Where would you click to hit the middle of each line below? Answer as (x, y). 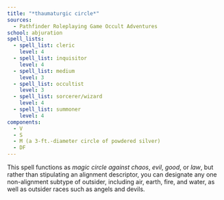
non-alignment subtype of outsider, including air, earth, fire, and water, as (111, 182)
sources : (20, 20)
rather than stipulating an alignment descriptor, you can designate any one (112, 175)
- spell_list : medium (44, 71)
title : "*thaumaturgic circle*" (53, 13)
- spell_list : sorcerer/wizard (58, 97)
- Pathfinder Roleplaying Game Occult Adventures (85, 26)
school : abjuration (35, 33)
